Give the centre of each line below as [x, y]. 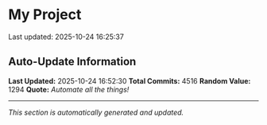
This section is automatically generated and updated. [96, 112]
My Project [45, 15]
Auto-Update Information [72, 62]
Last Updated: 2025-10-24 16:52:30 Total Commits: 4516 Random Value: [130, 80]
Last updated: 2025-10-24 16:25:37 [66, 37]
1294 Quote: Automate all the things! [69, 89]
